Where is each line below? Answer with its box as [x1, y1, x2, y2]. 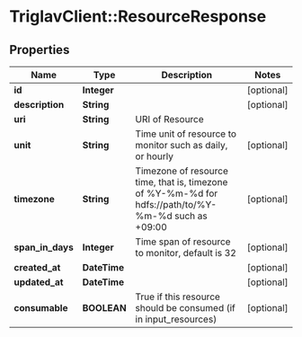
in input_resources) [135, 313, 218, 325]
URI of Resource [135, 113, 204, 125]
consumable [13, 302, 68, 314]
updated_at [13, 276, 64, 288]
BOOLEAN [82, 302, 128, 314]
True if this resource [135, 290, 220, 303]
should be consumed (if [135, 302, 236, 314]
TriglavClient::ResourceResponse [9, 6, 267, 27]
